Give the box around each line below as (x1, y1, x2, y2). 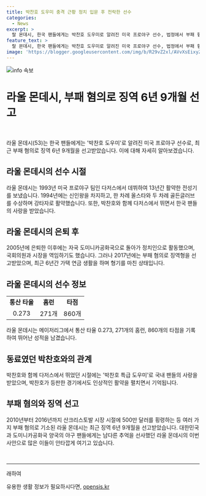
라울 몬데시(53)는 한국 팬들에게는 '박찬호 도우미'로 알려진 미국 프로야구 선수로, (6, 139, 194, 146)
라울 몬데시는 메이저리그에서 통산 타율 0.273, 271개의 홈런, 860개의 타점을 (6, 327, 185, 334)
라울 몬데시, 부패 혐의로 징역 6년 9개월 (6, 90, 188, 104)
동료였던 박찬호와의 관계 (6, 354, 92, 364)
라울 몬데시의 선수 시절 (6, 166, 87, 177)
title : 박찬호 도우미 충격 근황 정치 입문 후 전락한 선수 (6, 9, 132, 15)
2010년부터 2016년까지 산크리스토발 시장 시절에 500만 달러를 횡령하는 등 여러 (6, 416, 193, 424)
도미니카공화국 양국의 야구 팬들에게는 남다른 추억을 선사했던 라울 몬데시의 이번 (12, 431, 200, 439)
